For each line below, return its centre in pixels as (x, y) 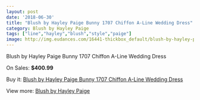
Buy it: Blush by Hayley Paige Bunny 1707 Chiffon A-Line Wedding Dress (95, 79)
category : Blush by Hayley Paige (48, 28)
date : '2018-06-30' (30, 17)
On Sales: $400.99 (30, 68)
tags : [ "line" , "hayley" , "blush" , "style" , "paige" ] (69, 34)
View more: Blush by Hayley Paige (48, 91)
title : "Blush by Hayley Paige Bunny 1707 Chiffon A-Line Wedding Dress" (100, 23)
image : (14, 39)
